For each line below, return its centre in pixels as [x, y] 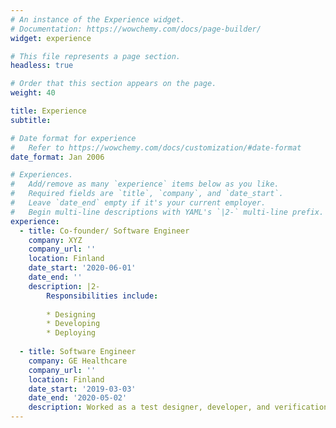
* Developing [73, 324]
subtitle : [31, 120]
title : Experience [48, 111]
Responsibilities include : [102, 296]
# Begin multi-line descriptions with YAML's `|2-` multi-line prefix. [167, 212]
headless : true [42, 66]
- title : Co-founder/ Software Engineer [104, 231]
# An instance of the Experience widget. [98, 19]
